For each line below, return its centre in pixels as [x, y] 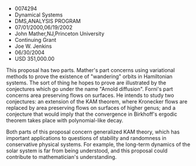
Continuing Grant [35, 40]
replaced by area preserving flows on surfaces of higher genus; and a [91, 108]
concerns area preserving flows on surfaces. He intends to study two [90, 95]
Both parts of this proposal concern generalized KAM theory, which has [93, 132]
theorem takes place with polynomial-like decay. [65, 120]
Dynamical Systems [39, 15]
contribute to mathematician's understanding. [62, 157]
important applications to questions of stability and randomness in [86, 138]
